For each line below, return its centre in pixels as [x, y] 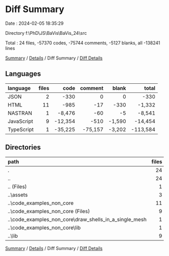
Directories [23, 147]
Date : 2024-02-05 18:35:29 [34, 23]
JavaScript [21, 121]
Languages [23, 74]
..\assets [18, 194]
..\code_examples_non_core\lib [44, 227]
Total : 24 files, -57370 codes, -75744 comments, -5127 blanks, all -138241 [83, 43]
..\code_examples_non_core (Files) [49, 211]
